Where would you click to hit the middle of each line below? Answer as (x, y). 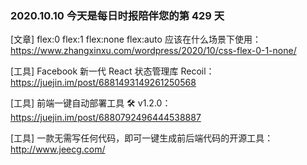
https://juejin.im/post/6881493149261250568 (103, 83)
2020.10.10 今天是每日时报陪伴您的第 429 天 (117, 15)
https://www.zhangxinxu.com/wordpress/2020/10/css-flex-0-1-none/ (153, 51)
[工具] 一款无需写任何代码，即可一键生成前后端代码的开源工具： (142, 138)
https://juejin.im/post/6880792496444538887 (106, 118)
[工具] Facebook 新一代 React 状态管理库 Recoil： (112, 71)
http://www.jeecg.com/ (58, 149)
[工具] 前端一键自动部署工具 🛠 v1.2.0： (91, 103)
